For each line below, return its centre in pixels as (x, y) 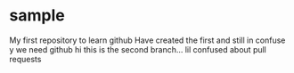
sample (37, 16)
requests (25, 59)
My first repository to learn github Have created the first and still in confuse (147, 40)
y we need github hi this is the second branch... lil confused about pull (138, 49)
